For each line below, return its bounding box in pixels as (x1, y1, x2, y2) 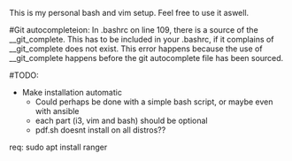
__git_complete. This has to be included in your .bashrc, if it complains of (9, 34, 274, 44)
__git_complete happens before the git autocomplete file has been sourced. (9, 53, 284, 63)
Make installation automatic (21, 88, 122, 97)
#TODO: (9, 70, 40, 80)
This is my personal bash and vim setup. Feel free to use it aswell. (9, 8, 250, 18)
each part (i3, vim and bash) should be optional (35, 115, 208, 126)
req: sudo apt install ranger (9, 142, 108, 152)
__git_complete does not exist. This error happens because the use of (9, 43, 263, 54)
